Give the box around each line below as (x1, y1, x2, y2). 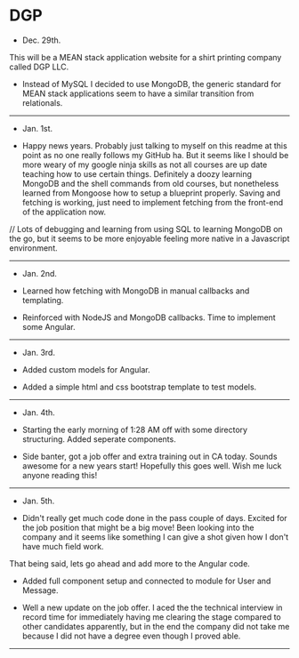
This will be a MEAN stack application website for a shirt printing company (9, 52, 282, 62)
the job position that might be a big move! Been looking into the (21, 522, 255, 533)
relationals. (21, 97, 63, 108)
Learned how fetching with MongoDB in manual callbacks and (21, 285, 250, 296)
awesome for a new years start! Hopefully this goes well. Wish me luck (21, 460, 282, 471)
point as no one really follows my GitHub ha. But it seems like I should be (21, 149, 289, 160)
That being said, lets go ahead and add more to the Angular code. (9, 558, 251, 569)
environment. (9, 242, 58, 253)
